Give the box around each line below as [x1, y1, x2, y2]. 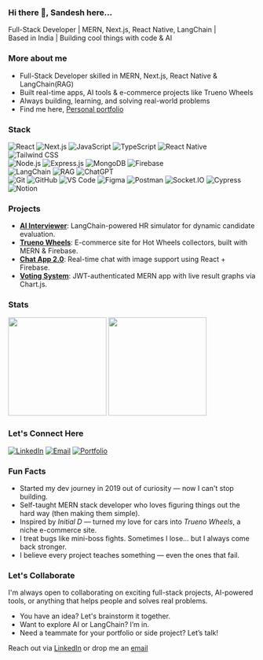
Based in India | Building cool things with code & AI [8, 33, 173, 42]
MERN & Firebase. [19, 246, 79, 256]
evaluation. [19, 230, 56, 239]
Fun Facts [8, 466, 46, 477]
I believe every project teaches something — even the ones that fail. [19, 551, 240, 560]
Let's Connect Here [8, 428, 84, 439]
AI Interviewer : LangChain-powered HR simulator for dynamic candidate [19, 221, 255, 230]
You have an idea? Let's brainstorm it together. [19, 611, 171, 621]
